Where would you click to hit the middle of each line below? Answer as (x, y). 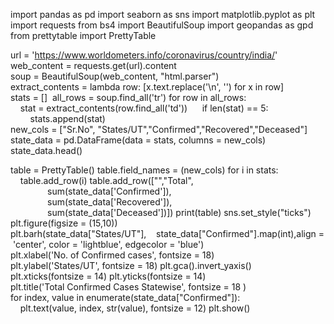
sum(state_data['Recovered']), (110, 202)
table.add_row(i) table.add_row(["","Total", (106, 180)
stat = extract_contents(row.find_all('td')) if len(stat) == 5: (144, 108)
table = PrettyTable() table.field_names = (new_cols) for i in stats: (144, 170)
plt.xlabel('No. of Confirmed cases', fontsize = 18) (112, 255)
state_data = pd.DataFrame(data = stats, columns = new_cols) (138, 140)
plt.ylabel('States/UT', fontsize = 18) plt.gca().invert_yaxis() (131, 265)
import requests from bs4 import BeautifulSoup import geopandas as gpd (162, 25)
